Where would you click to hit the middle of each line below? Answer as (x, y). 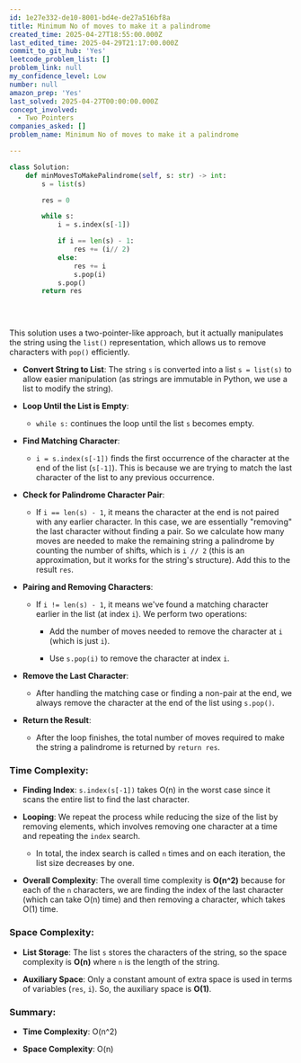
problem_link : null (46, 68)
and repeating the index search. (81, 836)
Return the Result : (57, 720)
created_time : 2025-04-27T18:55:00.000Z (86, 34)
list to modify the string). (68, 389)
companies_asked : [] (48, 127)
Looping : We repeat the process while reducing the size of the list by (150, 817)
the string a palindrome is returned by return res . (128, 747)
